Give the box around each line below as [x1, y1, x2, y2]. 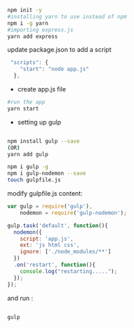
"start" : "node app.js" [20, 65, 90, 73]
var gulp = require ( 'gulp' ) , [7, 203, 93, 210]
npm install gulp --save [7, 137, 80, 144]
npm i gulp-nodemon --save [7, 170, 86, 177]
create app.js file [17, 85, 67, 93]
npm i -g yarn [7, 20, 49, 27]
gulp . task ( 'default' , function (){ [7, 222, 109, 229]
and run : [7, 294, 34, 302]
